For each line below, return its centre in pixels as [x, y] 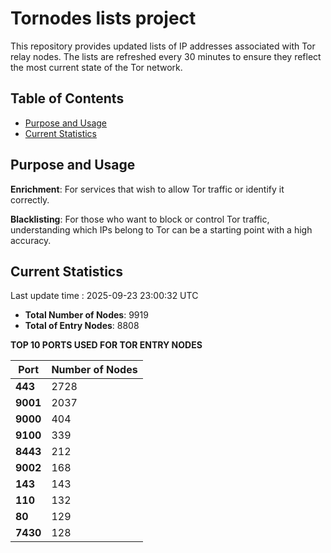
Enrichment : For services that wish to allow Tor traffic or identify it [147, 189]
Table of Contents [67, 98]
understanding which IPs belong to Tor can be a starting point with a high [161, 229]
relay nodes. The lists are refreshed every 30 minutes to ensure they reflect [166, 56]
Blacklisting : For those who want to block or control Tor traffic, [140, 219]
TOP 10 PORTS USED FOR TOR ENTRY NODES [106, 345]
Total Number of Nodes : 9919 [86, 315]
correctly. [30, 199]
